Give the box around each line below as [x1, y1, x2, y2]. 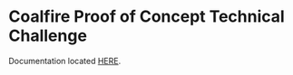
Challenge [8, 25, 88, 46]
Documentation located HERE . [8, 55, 122, 66]
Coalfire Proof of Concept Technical [8, 6, 285, 27]
